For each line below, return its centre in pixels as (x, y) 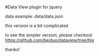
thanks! (13, 49)
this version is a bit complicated (37, 26)
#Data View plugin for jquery (34, 7)
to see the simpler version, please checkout (49, 35)
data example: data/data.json (34, 16)
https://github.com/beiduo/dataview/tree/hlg (50, 40)
